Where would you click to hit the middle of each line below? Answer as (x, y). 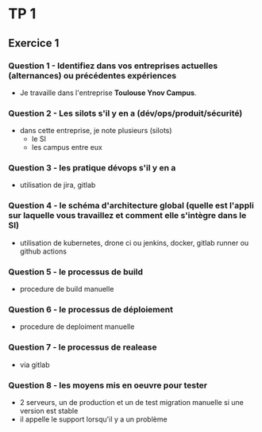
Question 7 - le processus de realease (83, 347)
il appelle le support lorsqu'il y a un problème (94, 419)
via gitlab (35, 365)
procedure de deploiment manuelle (77, 327)
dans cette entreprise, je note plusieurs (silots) (96, 131)
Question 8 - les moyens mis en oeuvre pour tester (108, 385)
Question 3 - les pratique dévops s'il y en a (92, 168)
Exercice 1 (34, 43)
